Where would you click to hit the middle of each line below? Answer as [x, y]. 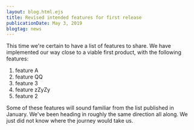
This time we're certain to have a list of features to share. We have [89, 46]
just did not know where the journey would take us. [70, 121]
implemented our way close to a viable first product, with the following [94, 53]
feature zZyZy [32, 90]
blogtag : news [24, 29]
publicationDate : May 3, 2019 [44, 23]
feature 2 [26, 96]
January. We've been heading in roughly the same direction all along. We [97, 114]
